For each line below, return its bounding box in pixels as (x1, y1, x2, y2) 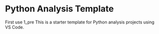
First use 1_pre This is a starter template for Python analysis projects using (5, 19, 155, 25)
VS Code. (5, 24, 24, 30)
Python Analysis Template (5, 3, 114, 14)
